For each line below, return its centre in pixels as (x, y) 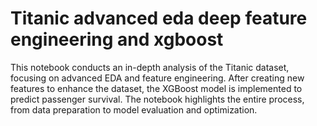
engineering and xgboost (117, 39)
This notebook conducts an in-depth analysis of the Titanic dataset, (150, 67)
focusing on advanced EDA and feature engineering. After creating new (157, 78)
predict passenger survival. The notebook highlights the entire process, (157, 99)
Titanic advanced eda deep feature (159, 18)
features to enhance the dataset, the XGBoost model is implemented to (156, 88)
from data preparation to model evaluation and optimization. (134, 109)
